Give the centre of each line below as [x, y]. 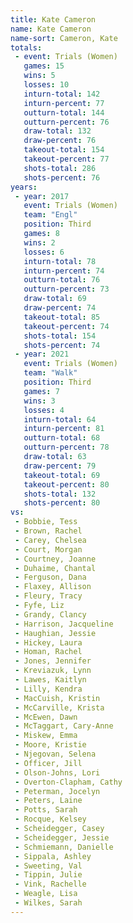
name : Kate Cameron [51, 29]
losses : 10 [46, 85]
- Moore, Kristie [50, 745]
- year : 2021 [42, 354]
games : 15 [44, 66]
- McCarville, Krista [59, 707]
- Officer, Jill [48, 763]
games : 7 [41, 391]
